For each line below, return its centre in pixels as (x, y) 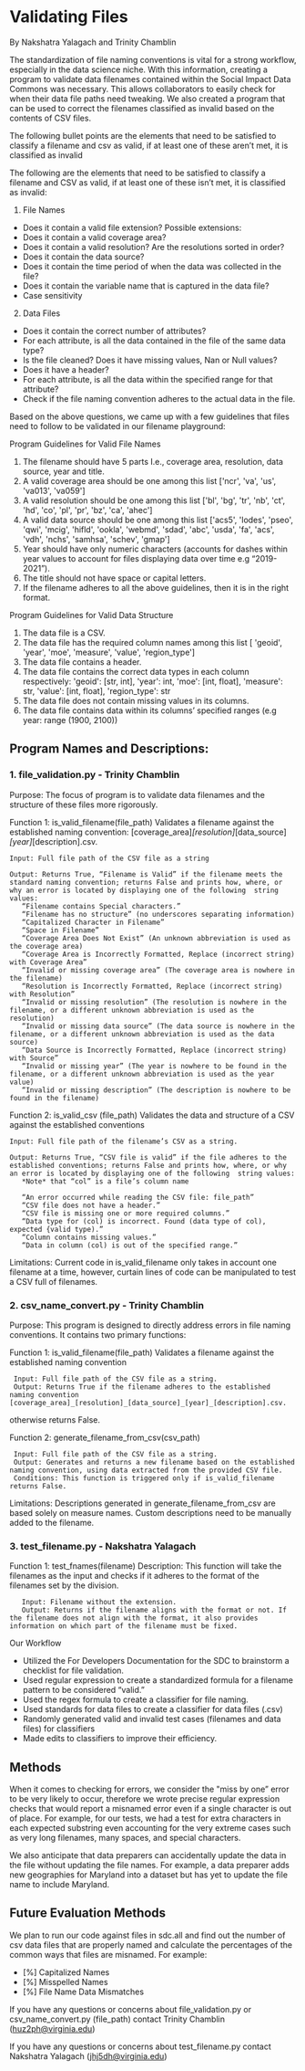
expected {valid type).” (56, 1229)
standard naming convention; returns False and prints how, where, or (146, 882)
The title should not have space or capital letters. (114, 578)
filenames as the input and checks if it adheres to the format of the (134, 1576)
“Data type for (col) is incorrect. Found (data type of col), (144, 1221)
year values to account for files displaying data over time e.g (136, 558)
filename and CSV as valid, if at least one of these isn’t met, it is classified (147, 182)
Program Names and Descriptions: (109, 749)
